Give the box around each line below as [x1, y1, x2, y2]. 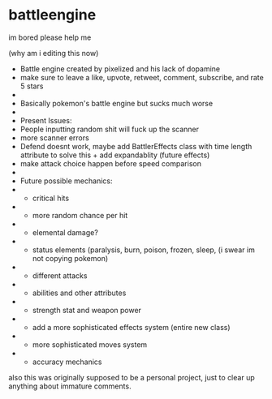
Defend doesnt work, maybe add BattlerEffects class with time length [19, 141, 253, 151]
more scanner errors [19, 132, 89, 143]
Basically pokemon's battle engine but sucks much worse [19, 98, 214, 108]
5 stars [19, 81, 44, 91]
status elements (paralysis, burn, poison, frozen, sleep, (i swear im [32, 245, 256, 255]
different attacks [32, 270, 88, 281]
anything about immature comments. [8, 381, 132, 391]
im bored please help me [8, 32, 92, 42]
